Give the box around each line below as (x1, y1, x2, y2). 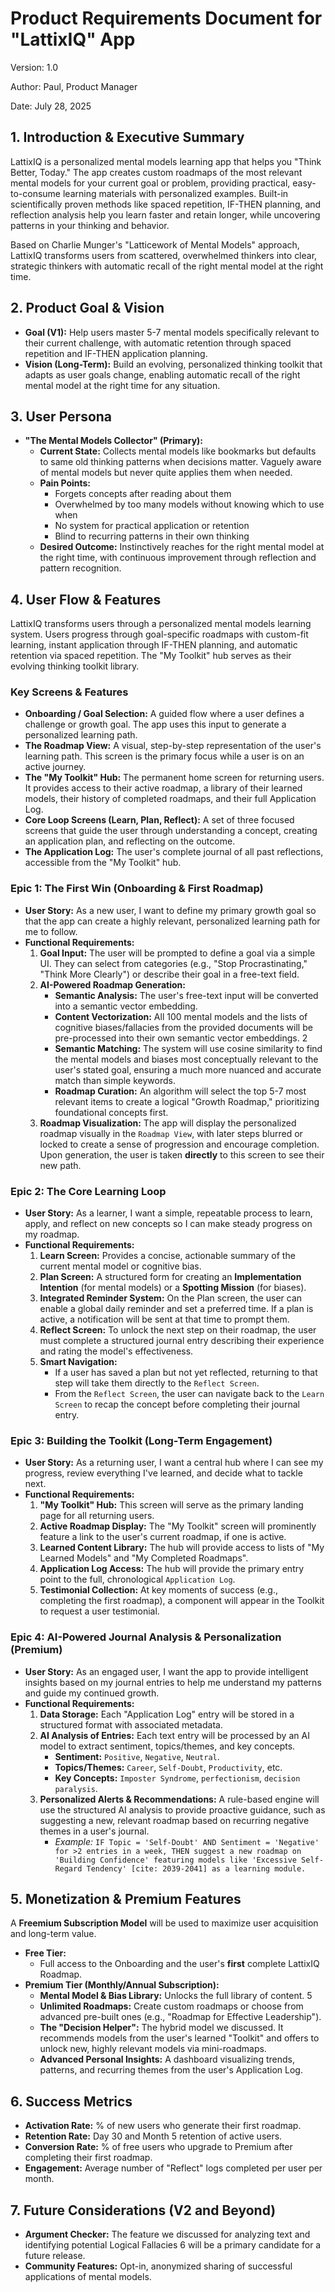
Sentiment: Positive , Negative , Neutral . (54, 1750, 220, 1762)
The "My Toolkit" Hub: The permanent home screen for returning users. (24, 772, 325, 784)
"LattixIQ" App (10, 28, 136, 51)
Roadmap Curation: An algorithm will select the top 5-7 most (54, 1085, 307, 1097)
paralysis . (54, 1782, 98, 1794)
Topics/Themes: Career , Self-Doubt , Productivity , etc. (54, 1761, 283, 1773)
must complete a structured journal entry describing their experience (39, 1335, 325, 1347)
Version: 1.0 (10, 61, 59, 73)
